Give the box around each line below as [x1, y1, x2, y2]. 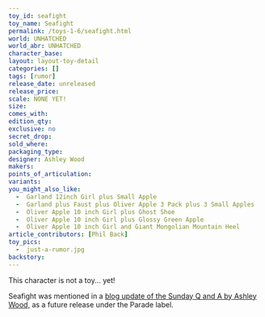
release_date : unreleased [8, 79, 95, 88]
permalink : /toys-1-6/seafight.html [8, 27, 132, 35]
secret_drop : [8, 132, 53, 140]
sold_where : [8, 139, 48, 148]
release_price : [8, 87, 60, 96]
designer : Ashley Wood [8, 155, 85, 163]
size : [8, 102, 27, 110]
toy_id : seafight [8, 11, 67, 20]
